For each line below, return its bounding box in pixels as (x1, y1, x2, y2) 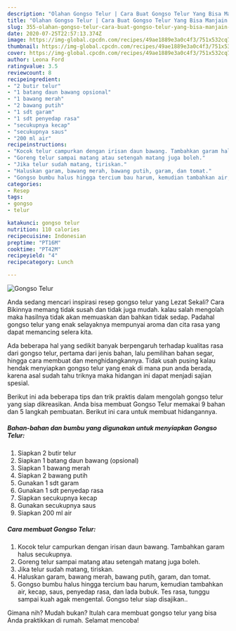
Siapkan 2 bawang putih (17, 471, 88, 480)
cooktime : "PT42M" (7, 246, 61, 253)
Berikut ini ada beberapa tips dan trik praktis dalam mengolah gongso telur (7, 392, 223, 401)
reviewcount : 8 (7, 69, 52, 76)
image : (7, 37, 27, 44)
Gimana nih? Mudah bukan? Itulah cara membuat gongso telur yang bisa (7, 608, 217, 617)
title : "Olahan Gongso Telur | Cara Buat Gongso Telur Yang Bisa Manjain (7, 17, 228, 24)
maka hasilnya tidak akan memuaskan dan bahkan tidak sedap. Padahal (7, 313, 215, 321)
